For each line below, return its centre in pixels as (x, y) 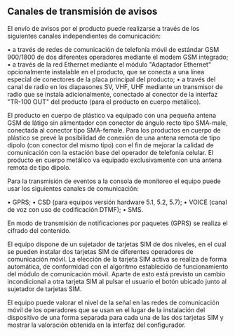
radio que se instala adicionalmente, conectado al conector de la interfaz (113, 94)
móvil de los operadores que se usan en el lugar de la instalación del (106, 310)
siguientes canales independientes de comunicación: (84, 36)
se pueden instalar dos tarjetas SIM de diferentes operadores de (100, 251)
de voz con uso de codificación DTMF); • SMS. (75, 209)
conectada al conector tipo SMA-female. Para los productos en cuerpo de (114, 130)
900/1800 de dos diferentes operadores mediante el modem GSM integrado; (118, 57)
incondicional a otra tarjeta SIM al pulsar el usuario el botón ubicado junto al (117, 281)
